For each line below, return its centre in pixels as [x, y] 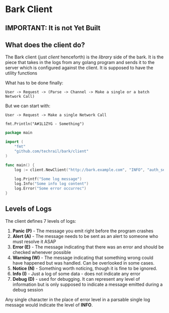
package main [19, 133]
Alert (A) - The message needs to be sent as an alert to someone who [85, 236]
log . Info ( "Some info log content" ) [52, 184]
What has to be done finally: [34, 83]
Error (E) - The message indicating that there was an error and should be [88, 247]
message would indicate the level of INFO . [49, 305]
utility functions [21, 73]
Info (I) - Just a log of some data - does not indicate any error [76, 274]
